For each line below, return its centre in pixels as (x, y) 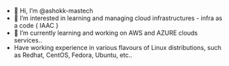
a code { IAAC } (36, 25)
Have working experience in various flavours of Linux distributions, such (117, 48)
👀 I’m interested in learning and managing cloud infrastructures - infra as (118, 18)
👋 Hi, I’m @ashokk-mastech (54, 11)
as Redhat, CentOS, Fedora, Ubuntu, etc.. (73, 55)
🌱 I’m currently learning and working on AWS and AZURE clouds (106, 33)
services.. (28, 40)
